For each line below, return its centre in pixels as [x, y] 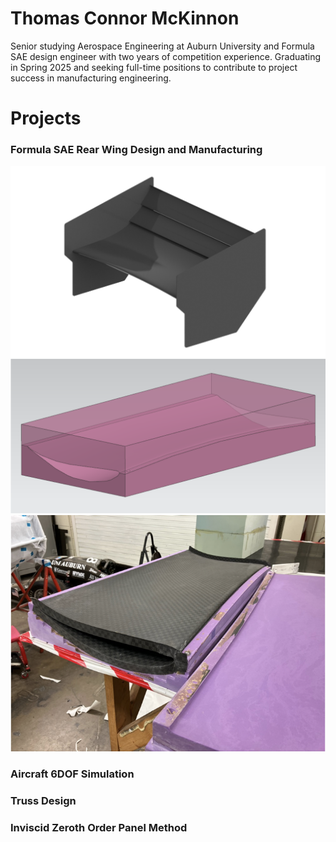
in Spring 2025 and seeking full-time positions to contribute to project [154, 67]
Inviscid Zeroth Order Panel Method [99, 827]
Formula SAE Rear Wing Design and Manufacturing [136, 150]
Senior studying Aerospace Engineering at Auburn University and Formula [162, 46]
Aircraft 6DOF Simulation [72, 774]
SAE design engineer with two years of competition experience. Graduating [165, 56]
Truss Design [43, 800]
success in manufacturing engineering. [91, 78]
